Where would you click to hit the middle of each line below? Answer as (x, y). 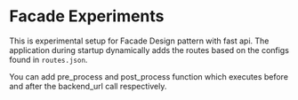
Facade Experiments (87, 16)
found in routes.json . (48, 59)
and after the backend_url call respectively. (88, 86)
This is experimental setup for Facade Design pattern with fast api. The (139, 41)
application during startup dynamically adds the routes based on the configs (149, 50)
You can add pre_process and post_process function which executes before (149, 76)
